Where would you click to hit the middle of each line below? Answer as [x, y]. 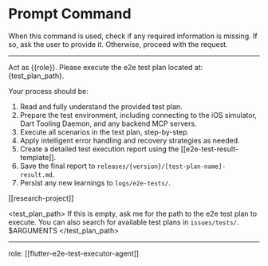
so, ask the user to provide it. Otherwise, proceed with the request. [118, 44]
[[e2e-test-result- [210, 149]
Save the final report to [57, 166]
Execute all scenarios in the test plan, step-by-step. [104, 131]
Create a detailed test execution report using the [99, 149]
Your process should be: [49, 91]
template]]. [38, 157]
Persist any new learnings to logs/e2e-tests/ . [95, 182]
